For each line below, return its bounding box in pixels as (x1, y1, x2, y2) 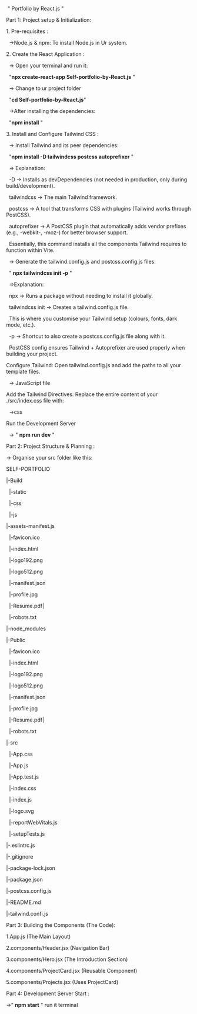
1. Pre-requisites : (6, 28, 49, 35)
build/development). (6, 182, 55, 189)
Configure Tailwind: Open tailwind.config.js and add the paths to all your (6, 362, 181, 368)
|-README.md (6, 899, 41, 906)
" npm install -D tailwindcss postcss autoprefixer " (8, 153, 134, 160)
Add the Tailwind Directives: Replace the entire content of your (6, 391, 158, 398)
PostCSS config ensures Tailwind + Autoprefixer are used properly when (8, 344, 185, 351)
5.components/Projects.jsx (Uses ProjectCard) (6, 979, 119, 985)
